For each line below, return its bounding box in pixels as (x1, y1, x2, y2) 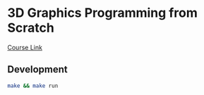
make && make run (7, 82, 59, 89)
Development (7, 63, 68, 75)
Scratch (7, 20, 54, 36)
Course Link (7, 43, 42, 51)
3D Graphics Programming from (7, 5, 198, 21)
